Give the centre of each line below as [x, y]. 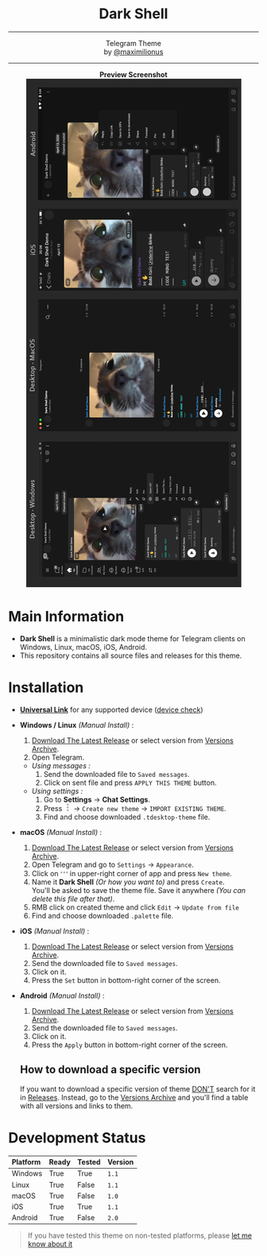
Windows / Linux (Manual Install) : [77, 725]
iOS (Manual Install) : [54, 931]
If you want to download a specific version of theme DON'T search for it [137, 1088]
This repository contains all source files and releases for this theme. [131, 655]
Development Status [77, 1138]
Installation [46, 688]
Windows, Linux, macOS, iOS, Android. [83, 647]
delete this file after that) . [73, 899]
